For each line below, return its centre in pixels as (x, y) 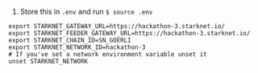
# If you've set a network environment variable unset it (108, 55)
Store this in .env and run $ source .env (86, 12)
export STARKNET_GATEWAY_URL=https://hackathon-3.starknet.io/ (117, 26)
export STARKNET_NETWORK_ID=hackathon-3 (77, 47)
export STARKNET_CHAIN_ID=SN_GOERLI (70, 40)
